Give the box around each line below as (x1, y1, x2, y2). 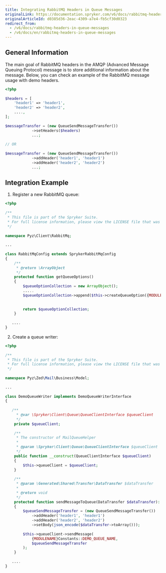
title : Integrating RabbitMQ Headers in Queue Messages (5, 7, 123, 12)
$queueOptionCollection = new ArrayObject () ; (23, 284, 119, 289)
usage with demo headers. (5, 77, 60, 83)
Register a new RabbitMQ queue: (12, 191, 80, 197)
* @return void (16, 490, 48, 495)
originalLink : (5, 12, 35, 17)
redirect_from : (5, 21, 37, 26)
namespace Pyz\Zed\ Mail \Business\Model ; (5, 376, 90, 381)
